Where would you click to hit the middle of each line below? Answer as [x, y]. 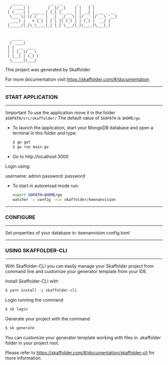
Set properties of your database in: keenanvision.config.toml [67, 233]
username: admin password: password [45, 176]
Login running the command [34, 300]
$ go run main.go [30, 147]
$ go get [21, 142]
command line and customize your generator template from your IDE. [76, 272]
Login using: [18, 166]
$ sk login [16, 309]
